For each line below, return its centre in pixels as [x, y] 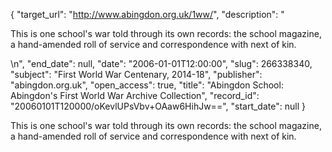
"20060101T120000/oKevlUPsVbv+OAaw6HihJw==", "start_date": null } [158, 106]
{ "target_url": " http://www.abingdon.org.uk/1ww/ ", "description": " [147, 14]
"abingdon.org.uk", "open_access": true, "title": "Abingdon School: [147, 85]
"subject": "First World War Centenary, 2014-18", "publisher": [136, 74]
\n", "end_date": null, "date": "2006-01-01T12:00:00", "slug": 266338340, [161, 63]
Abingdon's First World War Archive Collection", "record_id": [135, 95]
